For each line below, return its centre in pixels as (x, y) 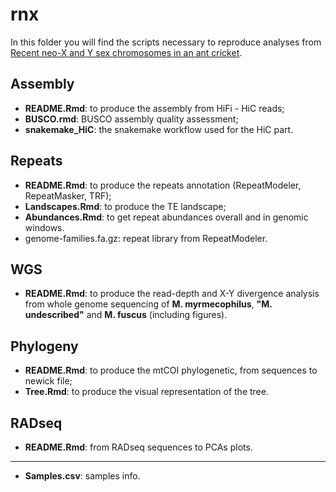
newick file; (48, 381)
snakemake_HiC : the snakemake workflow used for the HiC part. (159, 129)
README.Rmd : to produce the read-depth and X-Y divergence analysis (172, 294)
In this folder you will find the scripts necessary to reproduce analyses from (166, 42)
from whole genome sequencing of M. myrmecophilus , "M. (148, 304)
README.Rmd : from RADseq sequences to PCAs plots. (138, 447)
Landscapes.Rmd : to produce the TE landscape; (125, 206)
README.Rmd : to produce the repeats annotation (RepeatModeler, (163, 185)
